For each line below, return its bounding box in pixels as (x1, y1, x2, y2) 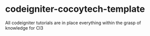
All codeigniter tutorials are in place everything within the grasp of (5, 20, 141, 26)
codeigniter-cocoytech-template (5, 3, 145, 15)
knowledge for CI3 (5, 25, 43, 31)
